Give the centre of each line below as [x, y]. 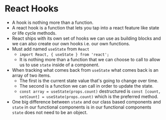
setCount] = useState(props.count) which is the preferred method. [89, 96]
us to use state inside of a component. [59, 65]
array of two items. [31, 75]
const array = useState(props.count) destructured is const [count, [90, 91]
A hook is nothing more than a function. [52, 22]
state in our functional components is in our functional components [81, 107]
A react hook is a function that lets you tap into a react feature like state [85, 27]
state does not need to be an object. [50, 112]
